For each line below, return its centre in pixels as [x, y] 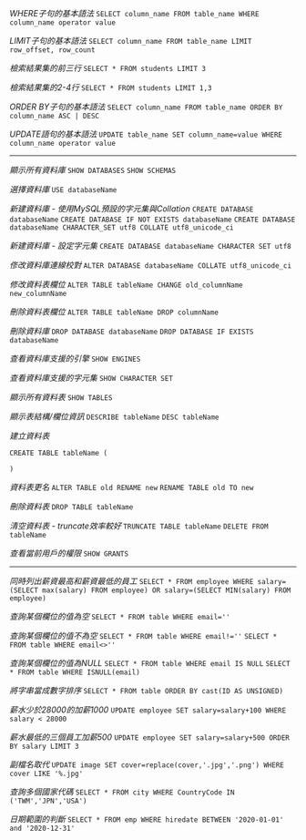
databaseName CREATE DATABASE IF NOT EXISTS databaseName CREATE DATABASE [153, 220]
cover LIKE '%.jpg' [46, 773]
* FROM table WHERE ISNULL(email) [75, 672]
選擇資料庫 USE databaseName [63, 189]
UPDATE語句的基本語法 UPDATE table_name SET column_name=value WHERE [146, 134]
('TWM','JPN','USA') [49, 801]
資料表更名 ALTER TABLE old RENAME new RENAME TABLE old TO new [132, 487]
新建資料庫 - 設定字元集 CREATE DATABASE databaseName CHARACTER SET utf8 [150, 246]
